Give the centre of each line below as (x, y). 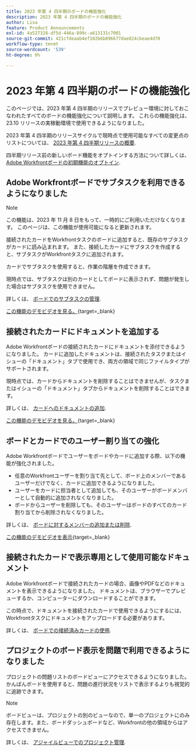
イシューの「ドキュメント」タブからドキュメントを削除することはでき (100, 388)
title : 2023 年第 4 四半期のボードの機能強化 (56, 11)
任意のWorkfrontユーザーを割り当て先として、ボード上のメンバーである (100, 476)
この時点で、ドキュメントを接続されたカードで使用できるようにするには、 (95, 610)
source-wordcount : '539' (36, 50)
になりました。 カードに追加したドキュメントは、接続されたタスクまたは (94, 354)
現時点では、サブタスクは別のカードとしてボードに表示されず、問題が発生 (95, 279)
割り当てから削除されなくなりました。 (60, 512)
